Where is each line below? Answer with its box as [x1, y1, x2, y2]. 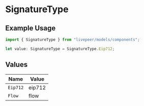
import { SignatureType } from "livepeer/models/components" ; [5, 37, 140, 42]
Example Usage [5, 24, 56, 32]
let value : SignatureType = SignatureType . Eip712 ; [5, 46, 115, 51]
